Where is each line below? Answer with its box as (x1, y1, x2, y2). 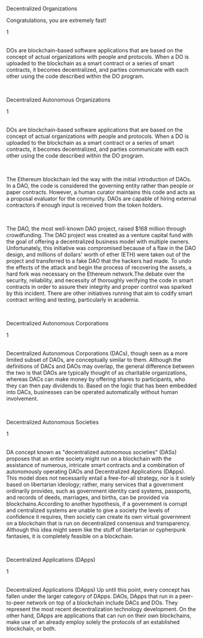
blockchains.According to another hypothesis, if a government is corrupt (6, 501, 188, 507)
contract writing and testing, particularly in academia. (6, 296, 140, 303)
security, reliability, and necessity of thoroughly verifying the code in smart (6, 277, 194, 284)
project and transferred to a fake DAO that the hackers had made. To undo (6, 257, 192, 265)
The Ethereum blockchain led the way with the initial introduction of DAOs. (6, 176, 192, 182)
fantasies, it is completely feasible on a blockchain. (6, 533, 133, 539)
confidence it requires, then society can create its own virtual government (6, 513, 191, 520)
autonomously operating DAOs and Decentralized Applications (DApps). (6, 468, 186, 475)
